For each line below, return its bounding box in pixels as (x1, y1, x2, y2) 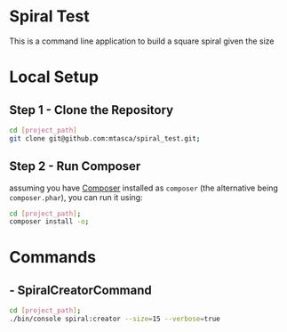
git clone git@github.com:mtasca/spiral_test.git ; (9, 134, 201, 143)
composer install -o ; (9, 217, 90, 226)
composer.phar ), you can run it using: (9, 191, 144, 202)
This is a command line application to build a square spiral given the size (9, 36, 275, 46)
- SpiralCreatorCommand (9, 282, 153, 297)
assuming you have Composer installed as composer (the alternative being (9, 182, 278, 193)
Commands (9, 247, 97, 268)
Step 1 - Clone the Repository (9, 102, 174, 117)
